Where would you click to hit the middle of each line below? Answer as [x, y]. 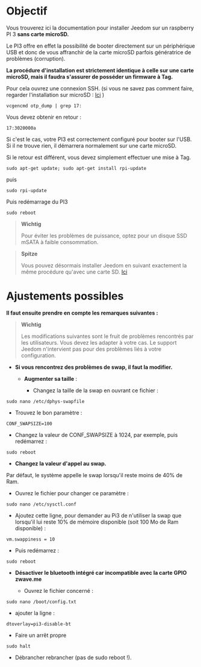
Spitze [29, 254]
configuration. [38, 355]
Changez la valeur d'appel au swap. [60, 463]
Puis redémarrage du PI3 [37, 202]
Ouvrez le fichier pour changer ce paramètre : [72, 493]
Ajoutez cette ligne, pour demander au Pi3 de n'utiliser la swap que [98, 515]
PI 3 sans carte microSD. [38, 34]
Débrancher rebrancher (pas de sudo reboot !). [73, 657]
